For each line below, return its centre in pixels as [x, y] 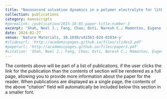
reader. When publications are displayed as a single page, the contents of [81, 81]
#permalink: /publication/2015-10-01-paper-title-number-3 [68, 24]
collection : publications [32, 14]
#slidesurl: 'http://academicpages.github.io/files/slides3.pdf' [74, 42]
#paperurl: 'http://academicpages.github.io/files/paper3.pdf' [72, 47]
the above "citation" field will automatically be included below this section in [83, 87]
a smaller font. [20, 92]
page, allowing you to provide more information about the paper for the [78, 76]
